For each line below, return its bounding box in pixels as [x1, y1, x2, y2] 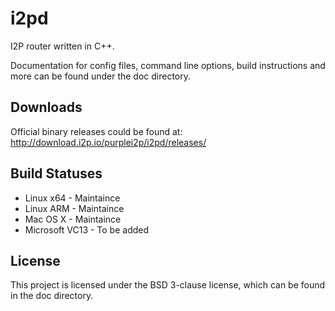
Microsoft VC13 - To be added [24, 223, 150, 236]
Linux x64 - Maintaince [24, 192, 121, 204]
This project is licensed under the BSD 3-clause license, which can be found [10, 279, 326, 291]
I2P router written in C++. [10, 40, 115, 52]
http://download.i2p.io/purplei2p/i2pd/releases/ [10, 136, 207, 148]
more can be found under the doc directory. [10, 70, 192, 82]
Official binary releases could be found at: [10, 125, 183, 137]
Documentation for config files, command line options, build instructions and [10, 59, 326, 71]
